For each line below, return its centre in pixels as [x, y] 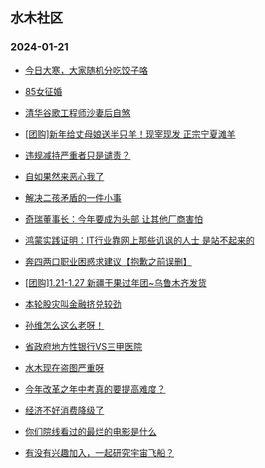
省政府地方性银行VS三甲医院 [83, 346]
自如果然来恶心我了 [64, 176]
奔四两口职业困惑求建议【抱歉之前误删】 [108, 261]
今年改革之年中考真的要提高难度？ [95, 389]
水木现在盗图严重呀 [64, 367]
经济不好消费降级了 [64, 410]
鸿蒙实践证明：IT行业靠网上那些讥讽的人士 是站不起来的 [139, 240]
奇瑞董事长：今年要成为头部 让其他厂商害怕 [113, 219]
